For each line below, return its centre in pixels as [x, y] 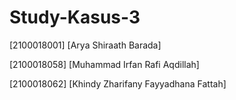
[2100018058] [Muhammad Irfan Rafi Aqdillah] [104, 64]
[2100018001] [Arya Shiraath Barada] [85, 45]
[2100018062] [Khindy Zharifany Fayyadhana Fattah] [118, 83]
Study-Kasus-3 [75, 17]
